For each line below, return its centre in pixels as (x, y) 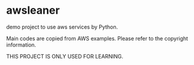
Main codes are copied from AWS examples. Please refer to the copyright (97, 38)
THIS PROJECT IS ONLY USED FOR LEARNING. (65, 56)
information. (21, 45)
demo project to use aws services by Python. (62, 27)
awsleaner (33, 10)
